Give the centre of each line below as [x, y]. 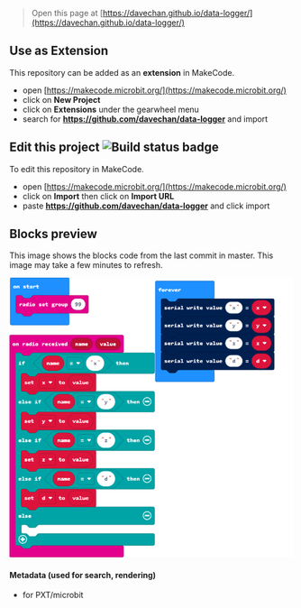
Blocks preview [53, 234]
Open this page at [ [67, 13]
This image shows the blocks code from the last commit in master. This [141, 255]
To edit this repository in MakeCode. [77, 169]
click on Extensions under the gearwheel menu [111, 109]
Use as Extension [59, 51]
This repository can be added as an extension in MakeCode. [122, 72]
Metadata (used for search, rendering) [82, 575]
